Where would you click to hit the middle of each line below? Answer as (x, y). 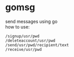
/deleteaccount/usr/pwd (30, 40)
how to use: (17, 26)
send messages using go (31, 21)
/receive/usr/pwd (24, 49)
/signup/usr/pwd (22, 36)
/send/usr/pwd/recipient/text (37, 45)
